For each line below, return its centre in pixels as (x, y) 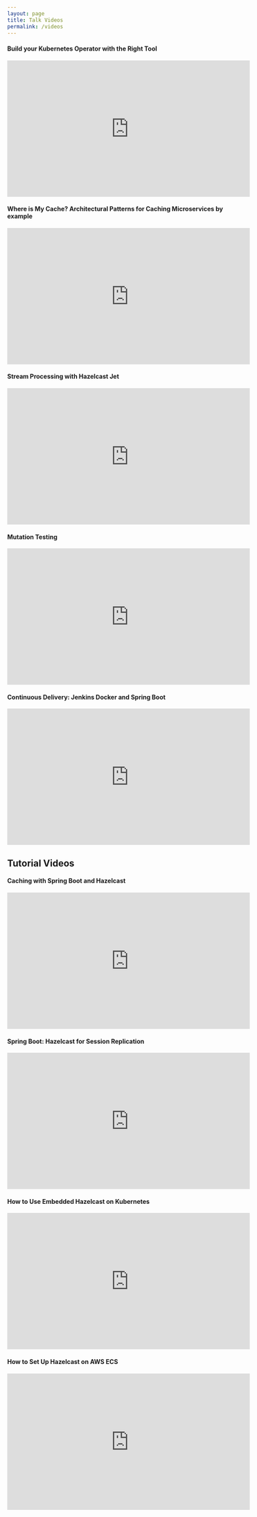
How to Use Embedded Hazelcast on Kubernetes (79, 1201)
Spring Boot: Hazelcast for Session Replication (76, 1041)
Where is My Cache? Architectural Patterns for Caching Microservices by (115, 209)
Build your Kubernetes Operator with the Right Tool (82, 48)
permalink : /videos (35, 26)
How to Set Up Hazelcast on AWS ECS (63, 1361)
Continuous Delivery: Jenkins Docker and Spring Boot (87, 697)
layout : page (26, 14)
